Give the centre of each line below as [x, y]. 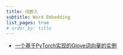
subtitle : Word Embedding [38, 17]
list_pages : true [28, 22]
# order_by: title [29, 28]
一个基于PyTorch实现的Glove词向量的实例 [66, 46]
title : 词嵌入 [22, 12]
